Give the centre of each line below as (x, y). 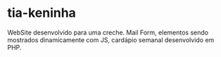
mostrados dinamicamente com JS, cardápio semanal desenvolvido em (111, 39)
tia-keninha (42, 13)
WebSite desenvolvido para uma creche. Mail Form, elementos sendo (108, 32)
